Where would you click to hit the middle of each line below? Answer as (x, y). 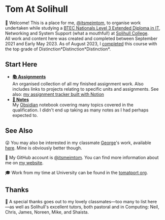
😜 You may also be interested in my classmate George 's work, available (78, 143)
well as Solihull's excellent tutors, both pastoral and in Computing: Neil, (87, 207)
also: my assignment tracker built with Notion (58, 94)
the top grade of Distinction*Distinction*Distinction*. (58, 49)
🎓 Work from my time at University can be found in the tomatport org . (77, 172)
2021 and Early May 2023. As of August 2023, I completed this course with (81, 43)
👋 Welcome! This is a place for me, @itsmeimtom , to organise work (73, 23)
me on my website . (24, 163)
